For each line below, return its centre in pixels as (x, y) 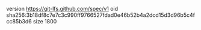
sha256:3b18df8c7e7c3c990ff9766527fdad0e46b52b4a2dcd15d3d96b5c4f (101, 15)
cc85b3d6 (19, 21)
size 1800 (45, 21)
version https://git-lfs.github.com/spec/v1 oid (62, 9)
